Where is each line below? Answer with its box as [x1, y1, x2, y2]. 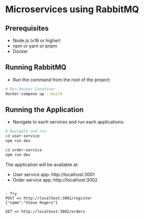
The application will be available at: [5, 161, 79, 167]
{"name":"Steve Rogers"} [5, 200, 58, 205]
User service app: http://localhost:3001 [12, 171, 95, 177]
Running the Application [5, 105, 84, 114]
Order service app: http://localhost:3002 [12, 177, 98, 183]
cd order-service [5, 148, 42, 153]
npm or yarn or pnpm [12, 43, 57, 49]
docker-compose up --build [5, 91, 63, 96]
